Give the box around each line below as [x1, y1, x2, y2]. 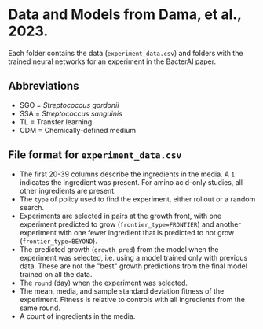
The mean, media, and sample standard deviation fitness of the [19, 286, 225, 296]
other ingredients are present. [19, 186, 116, 195]
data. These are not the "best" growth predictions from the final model [19, 261, 247, 271]
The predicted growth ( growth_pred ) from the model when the [19, 244, 219, 253]
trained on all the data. [19, 269, 93, 279]
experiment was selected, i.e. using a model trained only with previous [19, 253, 248, 262]
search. [19, 202, 45, 212]
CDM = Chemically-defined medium [19, 125, 137, 135]
